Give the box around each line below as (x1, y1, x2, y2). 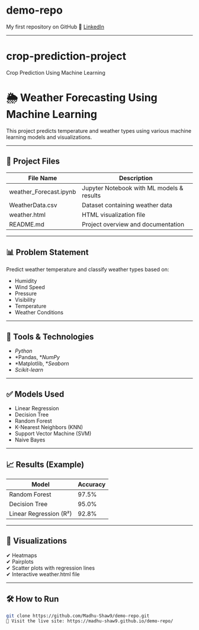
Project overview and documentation (82, 220, 185, 228)
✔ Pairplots (6, 558, 34, 565)
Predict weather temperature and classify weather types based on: (6, 266, 169, 273)
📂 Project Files (6, 156, 60, 167)
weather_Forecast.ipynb (9, 187, 76, 196)
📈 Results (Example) (6, 460, 85, 470)
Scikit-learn (14, 366, 43, 373)
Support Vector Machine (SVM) (14, 430, 92, 437)
